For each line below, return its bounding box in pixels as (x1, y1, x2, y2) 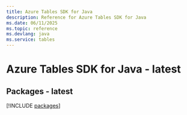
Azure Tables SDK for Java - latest (6, 62, 182, 76)
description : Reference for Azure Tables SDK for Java (6, 14, 147, 20)
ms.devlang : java (6, 31, 50, 37)
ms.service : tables (6, 37, 55, 43)
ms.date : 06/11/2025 (6, 20, 58, 26)
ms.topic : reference (6, 25, 58, 32)
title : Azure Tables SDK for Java (6, 8, 93, 15)
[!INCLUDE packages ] (6, 102, 61, 109)
